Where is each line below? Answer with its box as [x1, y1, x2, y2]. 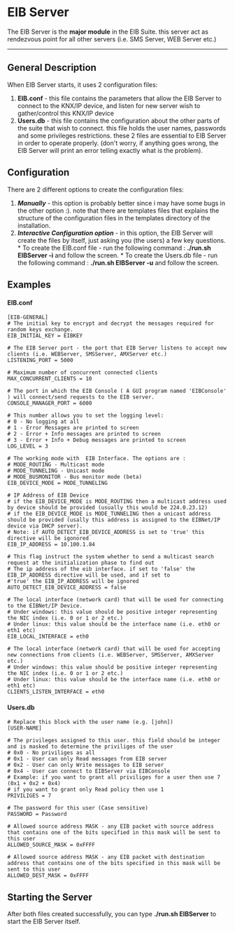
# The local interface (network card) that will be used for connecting [7, 596, 224, 603]
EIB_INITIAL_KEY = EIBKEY [7, 333, 83, 340]
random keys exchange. [7, 326, 73, 333]
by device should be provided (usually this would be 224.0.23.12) [7, 504, 208, 511]
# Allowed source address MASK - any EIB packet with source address [7, 823, 215, 830]
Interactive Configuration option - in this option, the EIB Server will [17, 229, 213, 237]
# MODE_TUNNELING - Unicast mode [7, 467, 105, 474]
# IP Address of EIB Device [7, 492, 90, 499]
